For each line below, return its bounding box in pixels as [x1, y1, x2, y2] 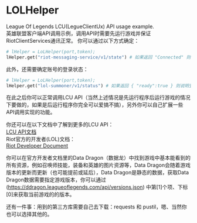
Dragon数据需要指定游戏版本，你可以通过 [6, 176, 107, 183]
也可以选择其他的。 [6, 211, 53, 218]
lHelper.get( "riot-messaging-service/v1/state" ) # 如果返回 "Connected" [6, 54, 184, 60]
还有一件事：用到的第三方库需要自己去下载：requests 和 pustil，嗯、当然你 [6, 203, 187, 211]
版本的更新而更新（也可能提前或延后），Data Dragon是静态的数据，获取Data [6, 169, 189, 176]
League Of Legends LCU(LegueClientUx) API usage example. [6, 23, 154, 30]
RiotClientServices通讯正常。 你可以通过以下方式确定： [6, 37, 140, 44]
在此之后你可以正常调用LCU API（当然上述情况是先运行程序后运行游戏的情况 [6, 94, 191, 101]
